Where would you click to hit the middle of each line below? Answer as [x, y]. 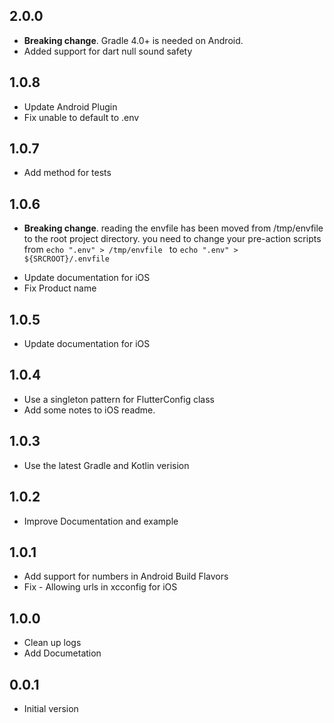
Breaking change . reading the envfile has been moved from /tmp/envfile [173, 228]
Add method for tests [67, 173]
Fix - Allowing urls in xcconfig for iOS [100, 587]
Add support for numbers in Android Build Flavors [126, 576]
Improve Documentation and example [101, 521]
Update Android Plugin [70, 106]
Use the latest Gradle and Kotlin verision [106, 465]
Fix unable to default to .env [81, 117]
